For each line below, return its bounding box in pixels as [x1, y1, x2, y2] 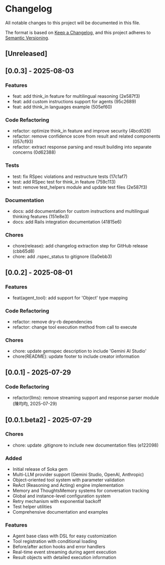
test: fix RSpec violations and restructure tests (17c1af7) [12, 173, 128, 179]
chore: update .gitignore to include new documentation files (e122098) [12, 442, 159, 448]
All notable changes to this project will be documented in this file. [5, 20, 141, 26]
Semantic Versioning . [5, 35, 49, 41]
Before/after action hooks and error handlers [12, 544, 106, 550]
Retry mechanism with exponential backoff [12, 498, 102, 505]
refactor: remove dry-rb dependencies [12, 319, 93, 325]
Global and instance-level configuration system [12, 493, 111, 499]
